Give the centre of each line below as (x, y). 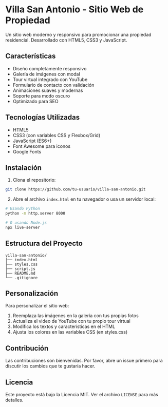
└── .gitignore (22, 278)
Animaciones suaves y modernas (48, 90)
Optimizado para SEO (35, 101)
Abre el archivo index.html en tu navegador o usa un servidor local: (84, 199)
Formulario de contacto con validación (53, 85)
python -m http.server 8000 (35, 214)
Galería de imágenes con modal (46, 74)
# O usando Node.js (26, 223)
